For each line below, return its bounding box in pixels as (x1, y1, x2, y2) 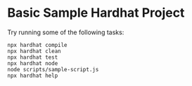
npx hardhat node (7, 59, 58, 67)
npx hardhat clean (7, 48, 61, 55)
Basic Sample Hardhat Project (7, 5, 185, 21)
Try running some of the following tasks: (7, 28, 124, 36)
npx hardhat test (7, 54, 58, 61)
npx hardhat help (7, 72, 58, 79)
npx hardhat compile (7, 41, 68, 48)
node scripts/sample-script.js (7, 66, 99, 73)
